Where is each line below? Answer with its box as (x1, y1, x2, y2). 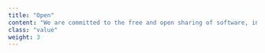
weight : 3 (8, 33, 41, 41)
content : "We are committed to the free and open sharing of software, (8, 19, 248, 26)
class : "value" (8, 26, 58, 34)
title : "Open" (8, 11, 55, 19)
